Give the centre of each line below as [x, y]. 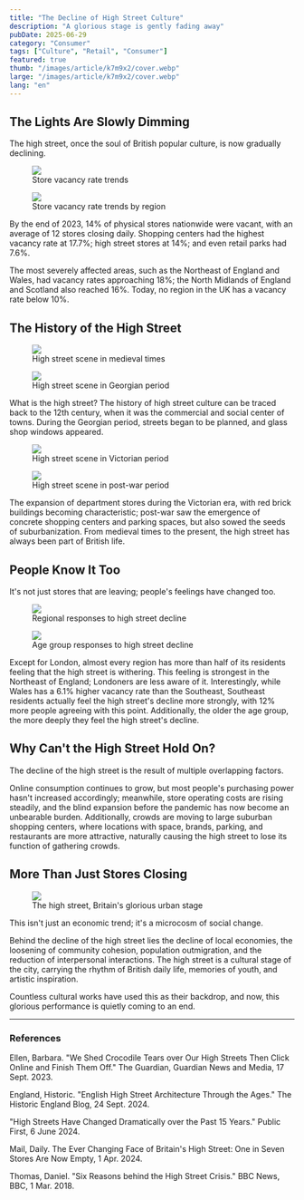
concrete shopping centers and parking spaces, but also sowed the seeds [147, 522]
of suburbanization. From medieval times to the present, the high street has [150, 532]
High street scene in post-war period [101, 485]
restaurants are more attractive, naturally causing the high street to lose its [148, 836]
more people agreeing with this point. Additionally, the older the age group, [149, 711]
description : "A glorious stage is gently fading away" [117, 26]
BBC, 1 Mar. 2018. [42, 1185]
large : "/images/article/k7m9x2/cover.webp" [95, 77]
